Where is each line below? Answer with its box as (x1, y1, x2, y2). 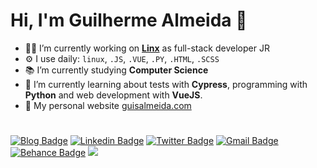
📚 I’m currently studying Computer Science (24, 64, 209, 76)
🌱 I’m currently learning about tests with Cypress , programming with (24, 78, 308, 90)
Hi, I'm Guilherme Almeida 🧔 (10, 9, 248, 32)
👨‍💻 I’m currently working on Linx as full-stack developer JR (24, 42, 270, 54)
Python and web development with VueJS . (24, 89, 203, 101)
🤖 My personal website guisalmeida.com (24, 99, 192, 111)
